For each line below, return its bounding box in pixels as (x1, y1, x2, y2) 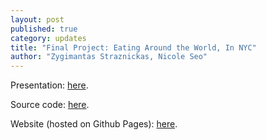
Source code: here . (10, 99, 90, 111)
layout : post (10, 14, 65, 25)
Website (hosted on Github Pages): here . (10, 118, 178, 130)
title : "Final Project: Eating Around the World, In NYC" (10, 42, 257, 53)
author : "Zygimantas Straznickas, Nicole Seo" (10, 52, 208, 62)
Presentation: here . (10, 79, 89, 91)
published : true (10, 24, 78, 34)
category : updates (10, 33, 87, 43)
